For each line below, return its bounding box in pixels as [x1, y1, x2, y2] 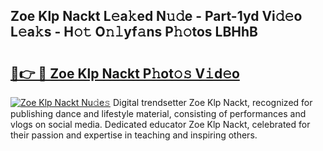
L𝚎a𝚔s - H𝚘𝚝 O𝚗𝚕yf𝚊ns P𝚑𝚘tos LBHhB [10, 24, 258, 41]
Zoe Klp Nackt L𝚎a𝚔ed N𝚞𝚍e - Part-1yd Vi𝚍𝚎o [10, 8, 303, 25]
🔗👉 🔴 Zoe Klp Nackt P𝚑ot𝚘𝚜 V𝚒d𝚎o [10, 65, 240, 82]
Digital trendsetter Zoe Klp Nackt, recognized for [112, 97, 313, 108]
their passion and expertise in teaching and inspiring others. [10, 129, 258, 141]
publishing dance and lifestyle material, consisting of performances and [10, 108, 307, 119]
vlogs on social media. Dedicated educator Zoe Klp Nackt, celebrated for [10, 119, 311, 130]
